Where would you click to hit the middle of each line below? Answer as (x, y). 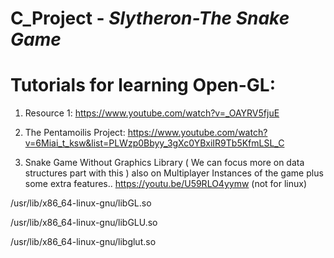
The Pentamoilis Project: (75, 133)
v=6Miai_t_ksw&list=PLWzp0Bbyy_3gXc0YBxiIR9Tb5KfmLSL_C (154, 143)
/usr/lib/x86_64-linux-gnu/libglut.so (83, 242)
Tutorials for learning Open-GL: (143, 85)
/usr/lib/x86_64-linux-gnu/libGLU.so (84, 223)
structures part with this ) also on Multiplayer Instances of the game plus (174, 173)
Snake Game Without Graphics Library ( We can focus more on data (164, 163)
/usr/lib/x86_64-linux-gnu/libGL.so (81, 203)
